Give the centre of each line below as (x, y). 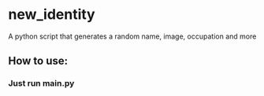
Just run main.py (41, 83)
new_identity (52, 15)
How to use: (38, 61)
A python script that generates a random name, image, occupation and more (132, 36)
